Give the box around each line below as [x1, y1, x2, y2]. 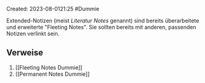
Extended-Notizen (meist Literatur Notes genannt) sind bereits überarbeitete [6, 17, 199, 24]
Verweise [6, 48, 43, 58]
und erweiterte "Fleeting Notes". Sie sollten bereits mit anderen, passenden [6, 24, 196, 31]
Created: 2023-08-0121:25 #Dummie [6, 5, 100, 12]
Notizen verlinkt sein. [6, 30, 60, 37]
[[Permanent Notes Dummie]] [15, 70, 90, 78]
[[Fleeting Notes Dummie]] [15, 63, 83, 71]
